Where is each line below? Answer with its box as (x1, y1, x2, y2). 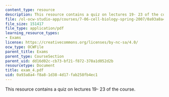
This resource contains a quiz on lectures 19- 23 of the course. (5, 86, 136, 92)
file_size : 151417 (5, 21, 44, 26)
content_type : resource (5, 7, 55, 12)
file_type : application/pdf (5, 26, 64, 31)
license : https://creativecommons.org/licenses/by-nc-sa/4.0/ (5, 40, 138, 45)
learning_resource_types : (5, 30, 59, 35)
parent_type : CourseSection (5, 53, 64, 59)
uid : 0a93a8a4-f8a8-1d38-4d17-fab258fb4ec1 (5, 72, 98, 77)
